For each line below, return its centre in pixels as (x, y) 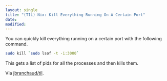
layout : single (22, 10)
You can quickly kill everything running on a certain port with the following (84, 39)
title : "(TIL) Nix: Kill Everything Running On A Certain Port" (75, 15)
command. (17, 44)
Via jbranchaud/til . (25, 73)
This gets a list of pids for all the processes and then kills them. (72, 63)
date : (11, 19)
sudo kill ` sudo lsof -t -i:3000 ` (42, 53)
